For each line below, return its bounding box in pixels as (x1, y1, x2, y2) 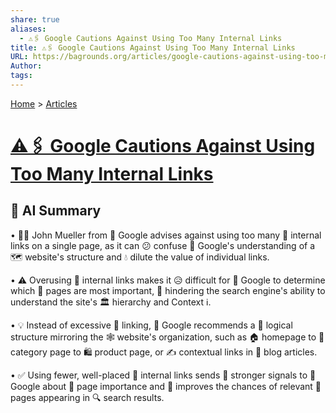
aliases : (10, 24, 47, 34)
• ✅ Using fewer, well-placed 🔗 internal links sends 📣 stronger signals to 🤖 (10, 369, 317, 381)
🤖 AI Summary (10, 202, 102, 220)
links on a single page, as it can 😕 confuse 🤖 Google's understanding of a (10, 239, 316, 251)
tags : (10, 71, 33, 81)
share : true (10, 14, 60, 25)
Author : (10, 61, 43, 71)
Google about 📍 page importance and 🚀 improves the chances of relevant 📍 (10, 380, 322, 392)
